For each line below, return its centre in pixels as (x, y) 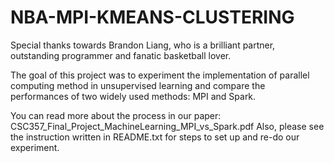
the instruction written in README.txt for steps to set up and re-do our (155, 137)
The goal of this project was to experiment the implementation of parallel (160, 75)
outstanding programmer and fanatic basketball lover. (121, 55)
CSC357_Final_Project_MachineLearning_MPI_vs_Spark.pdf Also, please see (167, 126)
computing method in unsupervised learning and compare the (138, 85)
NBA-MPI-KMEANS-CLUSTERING (152, 17)
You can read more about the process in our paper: (116, 115)
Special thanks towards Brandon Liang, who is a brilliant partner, (143, 45)
